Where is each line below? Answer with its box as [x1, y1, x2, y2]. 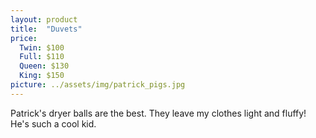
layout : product [10, 14, 78, 25]
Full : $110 [19, 52, 65, 62]
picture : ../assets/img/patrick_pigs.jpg [10, 80, 186, 90]
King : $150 [19, 71, 65, 81]
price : [10, 33, 38, 43]
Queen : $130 [19, 61, 70, 71]
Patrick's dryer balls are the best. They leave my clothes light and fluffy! [10, 107, 307, 119]
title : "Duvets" [10, 24, 83, 34]
